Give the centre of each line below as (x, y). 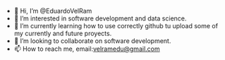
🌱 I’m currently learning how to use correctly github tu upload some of (116, 26)
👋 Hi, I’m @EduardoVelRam (53, 11)
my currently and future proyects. (63, 33)
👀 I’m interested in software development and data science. (100, 18)
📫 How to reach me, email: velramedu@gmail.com (87, 49)
